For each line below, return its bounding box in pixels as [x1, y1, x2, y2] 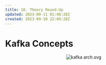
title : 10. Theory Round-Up [5, 7, 64, 12]
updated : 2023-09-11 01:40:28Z [5, 12, 70, 17]
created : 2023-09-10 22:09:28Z [5, 16, 70, 21]
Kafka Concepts [5, 38, 74, 49]
